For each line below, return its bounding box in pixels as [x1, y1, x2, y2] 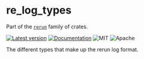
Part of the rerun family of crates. [6, 23, 88, 30]
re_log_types [6, 4, 72, 17]
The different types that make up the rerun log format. [6, 45, 139, 53]
